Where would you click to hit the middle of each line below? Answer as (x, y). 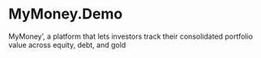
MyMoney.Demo (66, 14)
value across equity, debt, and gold (67, 44)
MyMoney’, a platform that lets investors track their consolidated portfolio (131, 36)
